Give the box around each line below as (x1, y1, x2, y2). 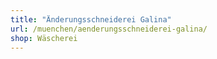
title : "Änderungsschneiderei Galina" (10, 14, 172, 25)
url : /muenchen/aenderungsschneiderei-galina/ (10, 24, 208, 34)
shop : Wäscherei (10, 33, 78, 43)
